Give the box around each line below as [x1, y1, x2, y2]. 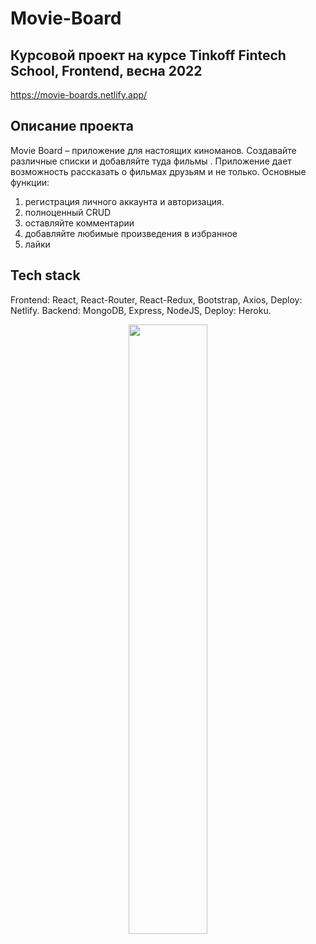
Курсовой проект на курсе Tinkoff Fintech [10, 47, 287, 64]
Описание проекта [10, 118, 134, 135]
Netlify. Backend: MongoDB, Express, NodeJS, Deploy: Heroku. [10, 304, 272, 316]
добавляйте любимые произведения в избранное [24, 227, 238, 239]
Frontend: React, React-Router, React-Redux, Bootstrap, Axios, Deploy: [10, 293, 303, 306]
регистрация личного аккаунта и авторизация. [24, 195, 225, 207]
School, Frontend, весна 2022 [10, 62, 203, 79]
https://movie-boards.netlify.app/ [10, 89, 148, 101]
